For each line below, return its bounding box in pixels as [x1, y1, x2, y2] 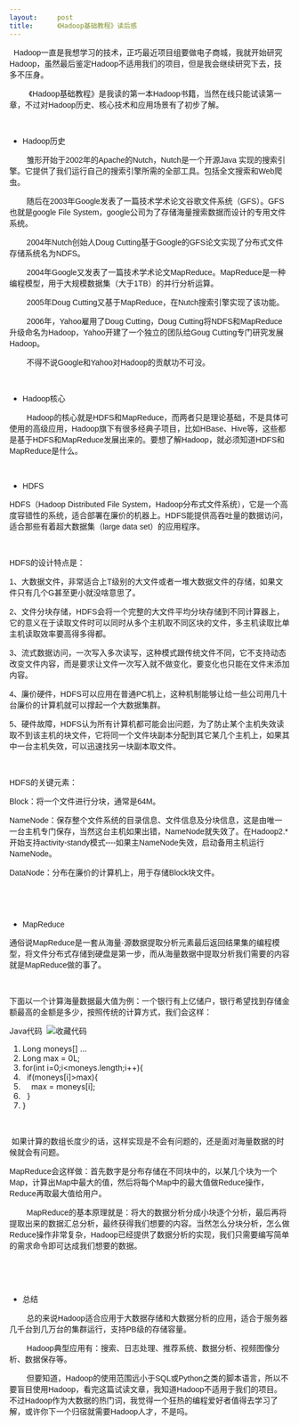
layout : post [9, 12, 74, 22]
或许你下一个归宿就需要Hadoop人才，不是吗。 [24, 1406, 193, 1416]
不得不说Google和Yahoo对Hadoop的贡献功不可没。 [26, 357, 211, 368]
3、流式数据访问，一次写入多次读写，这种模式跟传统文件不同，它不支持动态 [9, 647, 287, 658]
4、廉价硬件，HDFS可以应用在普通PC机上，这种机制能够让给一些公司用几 [9, 689, 280, 699]
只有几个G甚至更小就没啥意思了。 [16, 587, 141, 597]
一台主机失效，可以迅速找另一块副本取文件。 [16, 741, 181, 751]
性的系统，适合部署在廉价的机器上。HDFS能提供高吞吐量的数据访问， [32, 510, 288, 521]
